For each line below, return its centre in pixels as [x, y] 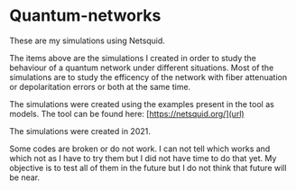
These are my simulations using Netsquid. [87, 41]
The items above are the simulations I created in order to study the [133, 58]
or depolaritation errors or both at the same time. [100, 86]
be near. [25, 177]
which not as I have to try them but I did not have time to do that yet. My [143, 158]
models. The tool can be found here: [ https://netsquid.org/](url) [127, 113]
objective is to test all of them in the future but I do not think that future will [148, 167]
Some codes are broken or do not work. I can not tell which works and [140, 149]
